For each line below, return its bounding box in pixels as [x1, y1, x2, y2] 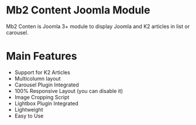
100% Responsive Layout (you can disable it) [14, 87, 123, 94]
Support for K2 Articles [14, 68, 70, 76]
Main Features [6, 50, 77, 63]
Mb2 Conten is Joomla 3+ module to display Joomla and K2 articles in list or [6, 23, 190, 30]
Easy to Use [14, 112, 44, 119]
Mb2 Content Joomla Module [6, 4, 150, 17]
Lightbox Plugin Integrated [14, 100, 79, 107]
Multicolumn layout [14, 75, 61, 82]
